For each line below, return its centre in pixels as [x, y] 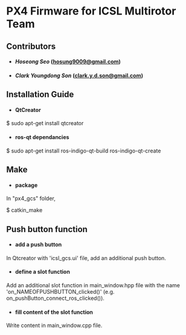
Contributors [31, 46]
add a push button [38, 245]
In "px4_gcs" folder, [31, 198]
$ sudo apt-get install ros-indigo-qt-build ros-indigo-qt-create [84, 151]
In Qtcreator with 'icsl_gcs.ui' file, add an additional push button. [86, 258]
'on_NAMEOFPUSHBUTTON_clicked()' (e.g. [60, 291]
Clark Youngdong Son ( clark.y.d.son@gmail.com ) [79, 75]
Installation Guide [40, 95]
